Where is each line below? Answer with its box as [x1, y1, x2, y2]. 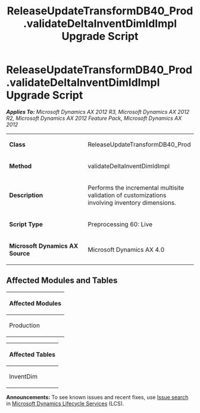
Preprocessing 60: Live [87, 220, 153, 228]
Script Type [9, 220, 43, 228]
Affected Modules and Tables [6, 276, 118, 286]
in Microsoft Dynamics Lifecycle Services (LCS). [6, 400, 124, 407]
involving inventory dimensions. [87, 198, 177, 207]
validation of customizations [87, 191, 167, 199]
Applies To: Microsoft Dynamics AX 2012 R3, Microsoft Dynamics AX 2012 [6, 108, 190, 115]
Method [9, 162, 32, 170]
